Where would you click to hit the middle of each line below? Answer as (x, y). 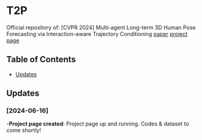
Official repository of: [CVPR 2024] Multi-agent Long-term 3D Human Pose (101, 27)
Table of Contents (41, 59)
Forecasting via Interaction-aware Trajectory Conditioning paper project (97, 33)
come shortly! (24, 130)
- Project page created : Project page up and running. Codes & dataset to (98, 124)
